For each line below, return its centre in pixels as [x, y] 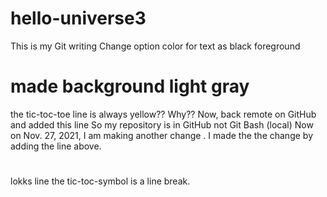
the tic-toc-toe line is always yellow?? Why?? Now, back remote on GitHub [163, 114]
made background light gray [130, 86]
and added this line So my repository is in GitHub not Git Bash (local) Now [162, 124]
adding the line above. [56, 146]
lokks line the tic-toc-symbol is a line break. [100, 181]
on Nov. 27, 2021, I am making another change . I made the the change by [161, 135]
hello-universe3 [78, 18]
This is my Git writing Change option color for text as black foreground [155, 46]
